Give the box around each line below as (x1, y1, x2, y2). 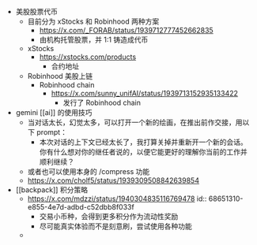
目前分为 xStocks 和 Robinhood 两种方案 (27, 17, 160, 26)
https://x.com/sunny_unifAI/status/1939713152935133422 (51, 89, 239, 98)
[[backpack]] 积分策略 (15, 185, 89, 195)
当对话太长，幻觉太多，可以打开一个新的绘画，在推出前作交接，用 (27, 117, 243, 127)
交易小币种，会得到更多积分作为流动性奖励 (39, 212, 179, 221)
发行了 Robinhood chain (62, 98, 141, 107)
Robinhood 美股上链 (27, 72, 93, 80)
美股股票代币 (15, 7, 58, 16)
